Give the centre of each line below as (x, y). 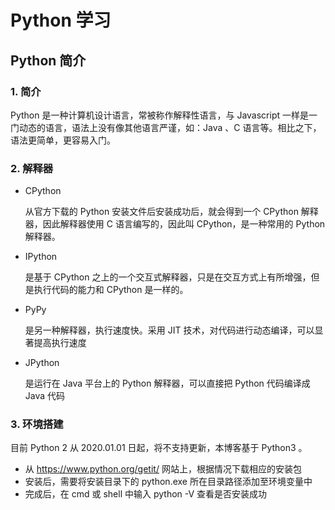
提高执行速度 (60, 343)
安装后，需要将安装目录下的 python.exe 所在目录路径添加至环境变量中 (168, 482)
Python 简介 (48, 60)
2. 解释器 (32, 168)
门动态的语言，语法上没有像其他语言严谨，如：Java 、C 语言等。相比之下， (166, 127)
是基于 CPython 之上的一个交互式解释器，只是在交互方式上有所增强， (168, 277)
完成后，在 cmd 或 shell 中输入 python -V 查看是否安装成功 (146, 494)
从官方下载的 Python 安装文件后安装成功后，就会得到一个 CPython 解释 (171, 212)
